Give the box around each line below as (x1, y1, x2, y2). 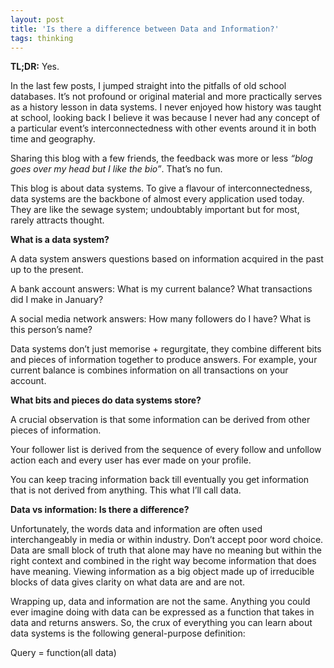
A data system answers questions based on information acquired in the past (10, 253, 324, 265)
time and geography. (10, 133, 96, 145)
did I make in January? (10, 294, 104, 306)
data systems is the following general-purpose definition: (10, 627, 246, 640)
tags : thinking (10, 33, 74, 43)
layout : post (10, 14, 65, 25)
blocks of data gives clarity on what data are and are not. (10, 576, 246, 588)
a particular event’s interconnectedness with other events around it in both (10, 122, 317, 135)
